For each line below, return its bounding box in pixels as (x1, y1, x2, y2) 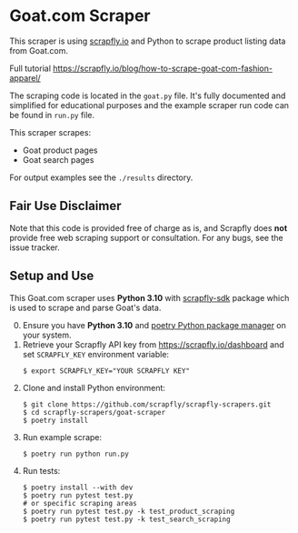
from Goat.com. (9, 45, 68, 55)
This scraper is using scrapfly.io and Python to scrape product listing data (9, 35, 286, 46)
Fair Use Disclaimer (9, 198, 122, 214)
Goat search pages (22, 154, 94, 165)
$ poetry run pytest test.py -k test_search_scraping (22, 515, 231, 524)
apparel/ (9, 72, 41, 83)
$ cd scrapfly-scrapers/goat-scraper (22, 407, 166, 417)
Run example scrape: (22, 431, 103, 442)
